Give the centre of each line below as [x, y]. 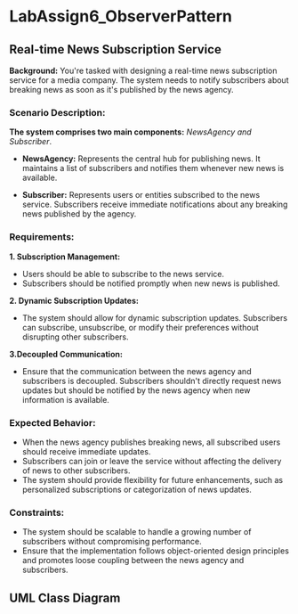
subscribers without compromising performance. [112, 542]
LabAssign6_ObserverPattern [121, 16]
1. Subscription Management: [65, 257]
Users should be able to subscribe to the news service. [123, 274]
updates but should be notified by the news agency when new [136, 390]
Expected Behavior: [52, 422]
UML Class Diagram [65, 598]
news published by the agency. [79, 214]
